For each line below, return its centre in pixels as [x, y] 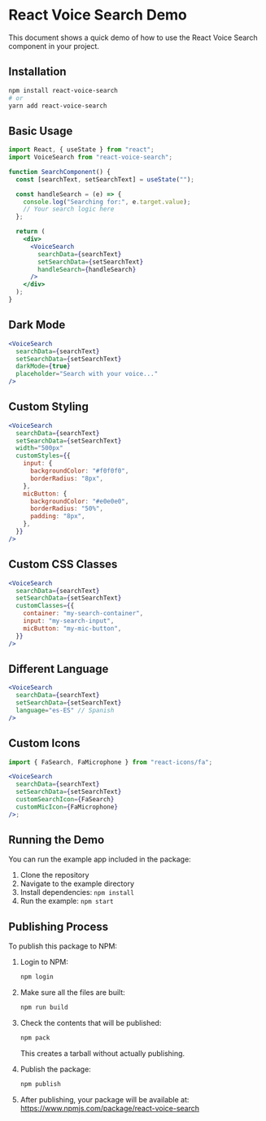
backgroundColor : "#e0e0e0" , [79, 501]
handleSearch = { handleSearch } [87, 269]
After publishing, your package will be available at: [105, 1099]
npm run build [44, 1008]
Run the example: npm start [67, 901]
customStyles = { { [43, 456]
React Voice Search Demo [98, 15]
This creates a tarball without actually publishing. [102, 1053]
